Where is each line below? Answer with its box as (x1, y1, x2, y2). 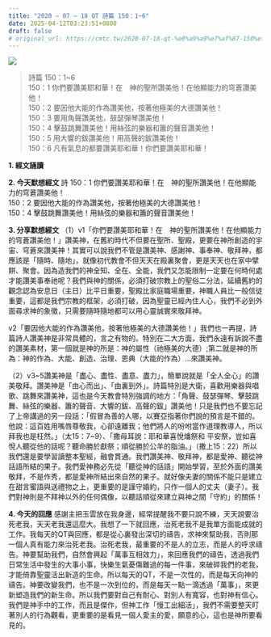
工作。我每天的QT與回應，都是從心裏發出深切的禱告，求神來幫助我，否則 (8, 529, 252, 539)
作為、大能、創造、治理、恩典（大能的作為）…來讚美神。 (35, 353, 227, 364)
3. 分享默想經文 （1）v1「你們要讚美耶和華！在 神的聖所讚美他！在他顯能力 (8, 226, 262, 235)
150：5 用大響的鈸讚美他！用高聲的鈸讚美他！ (27, 133, 181, 143)
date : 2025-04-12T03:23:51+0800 (8, 19, 117, 27)
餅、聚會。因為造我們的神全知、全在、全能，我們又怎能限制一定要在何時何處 (8, 266, 263, 276)
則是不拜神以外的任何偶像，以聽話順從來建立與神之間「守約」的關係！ (29, 492, 263, 502)
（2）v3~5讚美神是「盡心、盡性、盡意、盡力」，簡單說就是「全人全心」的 (8, 371, 252, 381)
